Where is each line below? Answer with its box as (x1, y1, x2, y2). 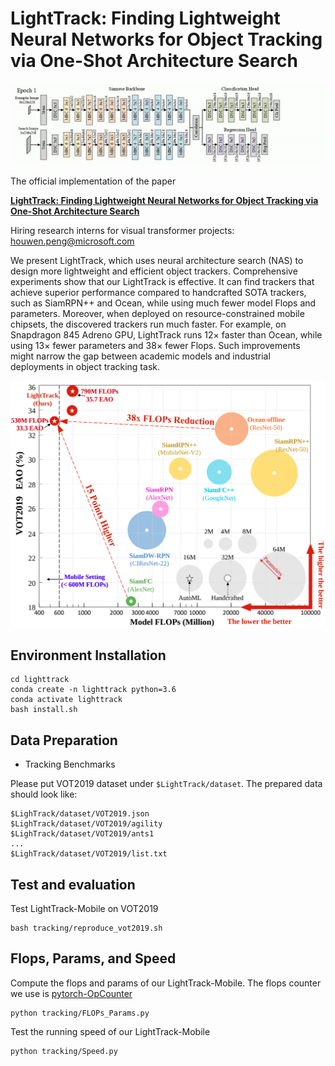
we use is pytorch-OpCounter (10, 987, 133, 999)
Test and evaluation (10, 876, 136, 893)
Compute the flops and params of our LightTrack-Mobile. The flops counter (10, 977, 322, 989)
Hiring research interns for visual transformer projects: (10, 225, 235, 237)
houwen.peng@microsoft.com (10, 235, 135, 247)
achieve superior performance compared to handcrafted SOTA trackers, (10, 287, 307, 299)
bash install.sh (10, 705, 78, 715)
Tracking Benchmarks (24, 758, 116, 771)
